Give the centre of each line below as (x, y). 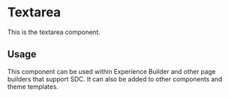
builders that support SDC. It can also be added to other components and (115, 79)
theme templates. (33, 87)
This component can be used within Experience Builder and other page (112, 71)
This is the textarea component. (54, 32)
